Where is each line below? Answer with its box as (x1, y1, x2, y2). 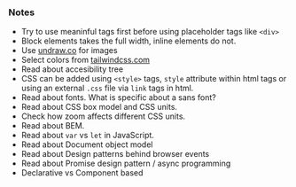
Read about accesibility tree (20, 64, 124, 74)
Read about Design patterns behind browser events (20, 149, 210, 160)
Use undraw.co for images (20, 45, 118, 56)
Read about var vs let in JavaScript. (20, 130, 154, 141)
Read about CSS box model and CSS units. (20, 102, 178, 113)
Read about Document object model (20, 139, 153, 150)
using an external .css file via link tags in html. (20, 82, 194, 94)
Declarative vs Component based (20, 168, 144, 178)
